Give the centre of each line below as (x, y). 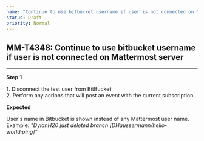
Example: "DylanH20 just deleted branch (57, 125)
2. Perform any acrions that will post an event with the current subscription (100, 96)
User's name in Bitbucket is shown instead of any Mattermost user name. (98, 119)
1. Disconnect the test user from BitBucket (59, 89)
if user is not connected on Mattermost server (95, 57)
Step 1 (14, 77)
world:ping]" (22, 132)
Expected (19, 107)
